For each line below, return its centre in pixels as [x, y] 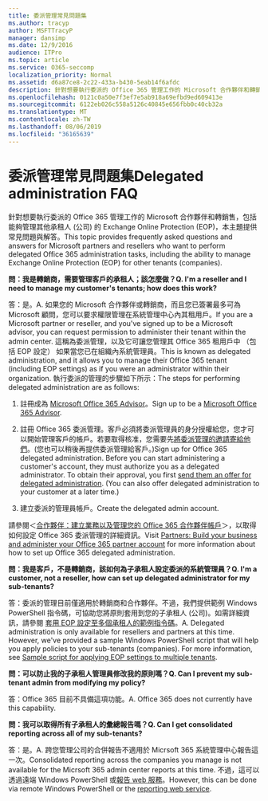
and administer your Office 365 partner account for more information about [132, 544]
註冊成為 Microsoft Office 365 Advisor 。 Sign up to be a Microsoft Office [138, 403]
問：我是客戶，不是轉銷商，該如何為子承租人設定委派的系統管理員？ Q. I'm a [133, 569]
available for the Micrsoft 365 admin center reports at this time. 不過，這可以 [134, 769]
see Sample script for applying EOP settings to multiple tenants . [113, 657]
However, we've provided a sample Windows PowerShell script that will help [134, 640]
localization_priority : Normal [60, 75]
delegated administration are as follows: [74, 387]
